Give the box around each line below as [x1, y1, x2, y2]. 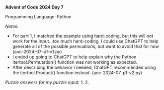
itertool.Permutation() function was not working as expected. [12, 59, 138, 65]
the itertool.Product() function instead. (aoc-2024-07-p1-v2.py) [12, 70, 143, 76]
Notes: [5, 23, 19, 29]
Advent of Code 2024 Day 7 [5, 4, 64, 10]
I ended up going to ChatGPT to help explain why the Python [12, 54, 137, 60]
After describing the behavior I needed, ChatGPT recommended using [12, 64, 156, 70]
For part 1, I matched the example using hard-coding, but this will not [12, 33, 154, 39]
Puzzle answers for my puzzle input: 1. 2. [5, 79, 89, 85]
